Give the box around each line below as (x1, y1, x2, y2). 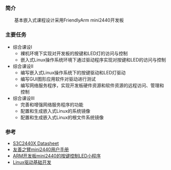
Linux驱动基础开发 (12, 159, 52, 165)
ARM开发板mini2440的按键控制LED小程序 (12, 153, 101, 159)
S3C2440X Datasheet (12, 140, 59, 146)
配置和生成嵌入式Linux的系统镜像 (20, 108, 91, 114)
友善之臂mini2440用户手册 (12, 146, 69, 152)
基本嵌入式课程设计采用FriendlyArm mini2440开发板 (14, 17, 124, 24)
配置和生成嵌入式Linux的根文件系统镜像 (20, 114, 104, 120)
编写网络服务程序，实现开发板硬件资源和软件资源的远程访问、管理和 (20, 82, 164, 88)
